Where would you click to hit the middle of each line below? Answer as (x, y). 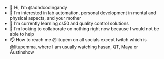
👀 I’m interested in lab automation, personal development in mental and (83, 13)
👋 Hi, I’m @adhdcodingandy (38, 8)
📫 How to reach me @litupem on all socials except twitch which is (78, 39)
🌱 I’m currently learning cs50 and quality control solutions (69, 23)
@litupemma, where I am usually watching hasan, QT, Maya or (74, 47)
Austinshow (22, 52)
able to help (22, 34)
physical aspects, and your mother (45, 18)
